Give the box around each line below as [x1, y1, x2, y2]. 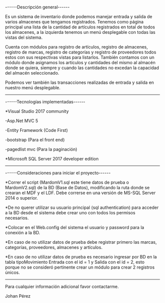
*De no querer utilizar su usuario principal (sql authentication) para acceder [5, 204, 159, 210]
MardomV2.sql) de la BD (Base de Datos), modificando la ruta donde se [5, 185, 150, 190]
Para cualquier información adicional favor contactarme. [5, 284, 119, 289]
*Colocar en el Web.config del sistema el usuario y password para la [5, 225, 144, 230]
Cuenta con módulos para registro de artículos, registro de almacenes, [5, 44, 148, 50]
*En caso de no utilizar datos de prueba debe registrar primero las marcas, [5, 239, 157, 245]
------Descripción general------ [5, 4, 70, 10]
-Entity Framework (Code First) [5, 127, 68, 133]
